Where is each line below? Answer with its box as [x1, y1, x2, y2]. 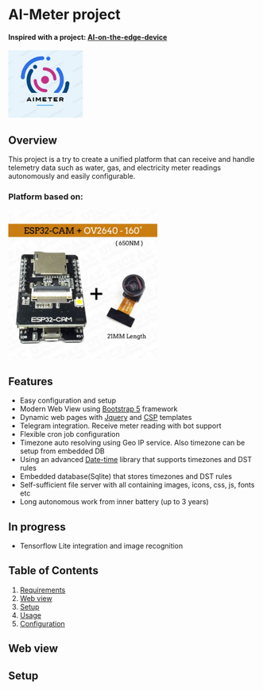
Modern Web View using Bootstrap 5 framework [19, 404, 178, 414]
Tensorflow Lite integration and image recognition [19, 542, 184, 551]
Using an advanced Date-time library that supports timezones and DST [19, 455, 253, 464]
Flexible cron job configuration [19, 430, 121, 439]
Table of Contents [8, 564, 99, 577]
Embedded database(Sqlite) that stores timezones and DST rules [19, 472, 233, 481]
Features [8, 375, 53, 388]
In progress [8, 520, 66, 534]
